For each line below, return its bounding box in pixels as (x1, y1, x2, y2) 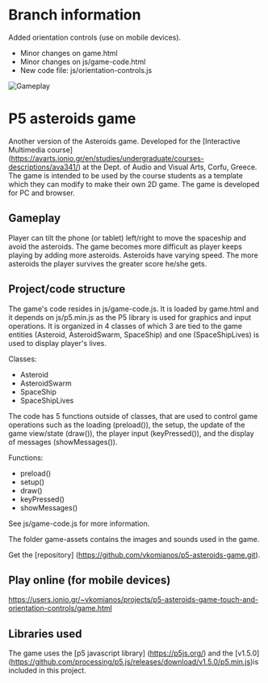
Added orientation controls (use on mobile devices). (8, 32, 182, 42)
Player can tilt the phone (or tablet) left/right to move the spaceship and (8, 233, 246, 242)
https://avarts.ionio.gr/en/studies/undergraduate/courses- (10, 153, 204, 163)
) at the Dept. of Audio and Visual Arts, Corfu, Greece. (77, 162, 258, 172)
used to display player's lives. (8, 338, 107, 348)
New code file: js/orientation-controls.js (19, 65, 153, 75)
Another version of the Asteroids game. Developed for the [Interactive (8, 136, 241, 146)
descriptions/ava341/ (8, 162, 79, 172)
